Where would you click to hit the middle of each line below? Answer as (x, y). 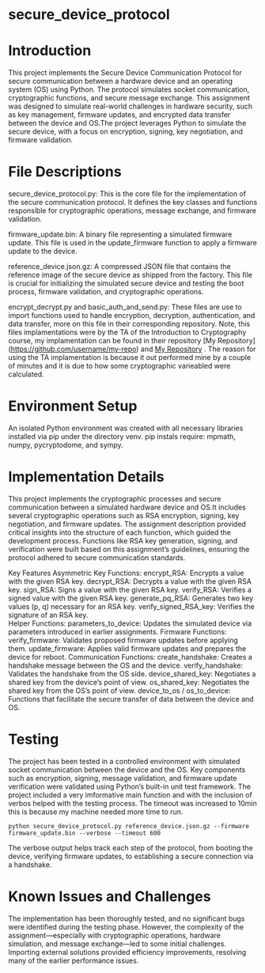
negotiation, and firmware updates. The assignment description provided (127, 524)
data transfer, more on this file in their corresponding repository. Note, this (129, 324)
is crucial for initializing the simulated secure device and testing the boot (126, 283)
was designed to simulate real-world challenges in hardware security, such (131, 106)
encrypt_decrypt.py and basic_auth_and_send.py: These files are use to (125, 307)
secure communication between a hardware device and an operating (121, 81)
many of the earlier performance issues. (74, 960)
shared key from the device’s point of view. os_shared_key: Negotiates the (129, 682)
